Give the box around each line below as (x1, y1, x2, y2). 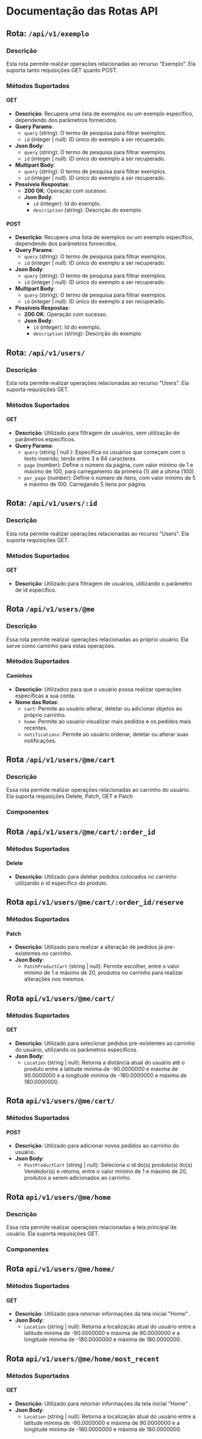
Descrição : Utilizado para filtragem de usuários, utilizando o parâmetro (14, 580, 192, 587)
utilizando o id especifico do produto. (14, 879, 109, 887)
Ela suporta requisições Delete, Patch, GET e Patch (6, 793, 133, 800)
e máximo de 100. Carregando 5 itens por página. (24, 480, 147, 488)
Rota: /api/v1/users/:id (6, 498, 98, 508)
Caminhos (6, 672, 33, 679)
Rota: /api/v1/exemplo (6, 28, 89, 39)
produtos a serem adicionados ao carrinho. (24, 1174, 131, 1182)
